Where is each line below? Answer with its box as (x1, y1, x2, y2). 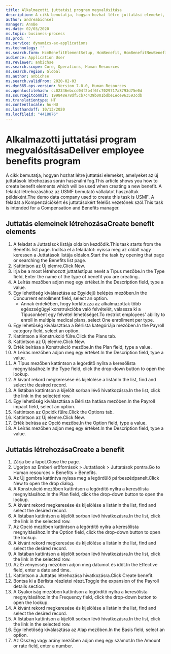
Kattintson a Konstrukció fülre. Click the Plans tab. (13, 333, 117, 339)
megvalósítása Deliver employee (6, 145, 145, 156)
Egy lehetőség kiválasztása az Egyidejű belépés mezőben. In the (13, 290, 147, 296)
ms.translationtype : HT (6, 97, 56, 102)
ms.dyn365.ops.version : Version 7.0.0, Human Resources (6, 83, 126, 88)
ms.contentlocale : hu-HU (6, 102, 58, 108)
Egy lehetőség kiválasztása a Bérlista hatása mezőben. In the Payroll (13, 398, 155, 404)
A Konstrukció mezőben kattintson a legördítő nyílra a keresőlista (13, 486, 149, 492)
